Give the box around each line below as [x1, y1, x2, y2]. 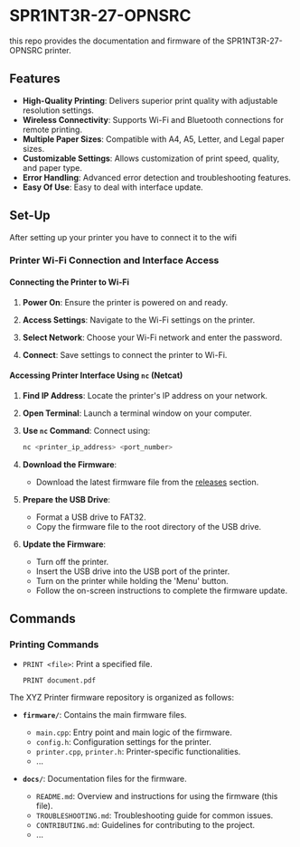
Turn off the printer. [35, 556, 109, 567]
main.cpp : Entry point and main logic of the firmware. [35, 727, 232, 738]
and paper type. [22, 162, 83, 173]
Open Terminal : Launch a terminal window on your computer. [22, 408, 252, 419]
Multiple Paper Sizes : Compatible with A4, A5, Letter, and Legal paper [22, 133, 285, 145]
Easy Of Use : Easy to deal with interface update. [22, 182, 203, 193]
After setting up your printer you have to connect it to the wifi [9, 231, 238, 242]
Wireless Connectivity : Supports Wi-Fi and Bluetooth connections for [22, 114, 285, 125]
